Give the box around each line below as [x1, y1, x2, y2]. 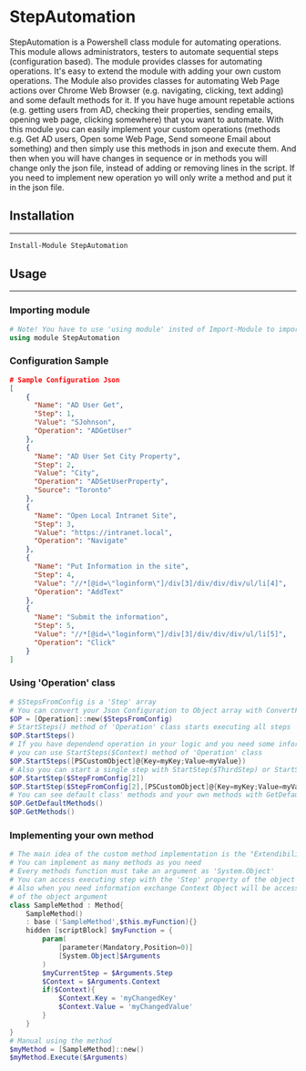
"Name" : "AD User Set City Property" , [33, 451, 181, 461]
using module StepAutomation [9, 333, 120, 343]
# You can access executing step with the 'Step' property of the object [9, 875, 296, 884]
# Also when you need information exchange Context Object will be [9, 883, 271, 892]
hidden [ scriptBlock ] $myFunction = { [25, 926, 173, 935]
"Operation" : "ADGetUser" [33, 427, 132, 436]
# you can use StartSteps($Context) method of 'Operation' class [9, 748, 262, 757]
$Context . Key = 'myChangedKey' [57, 994, 178, 1004]
